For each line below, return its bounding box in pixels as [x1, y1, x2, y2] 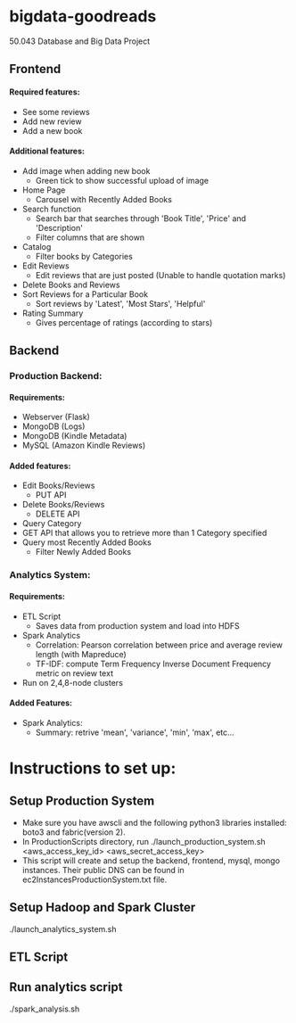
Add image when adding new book [21, 165, 151, 176]
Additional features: [9, 145, 85, 157]
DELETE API [35, 508, 80, 519]
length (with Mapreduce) [35, 648, 127, 659]
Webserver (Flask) [21, 412, 91, 423]
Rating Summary [21, 308, 84, 318]
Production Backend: [9, 370, 103, 383]
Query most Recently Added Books [21, 537, 152, 548]
